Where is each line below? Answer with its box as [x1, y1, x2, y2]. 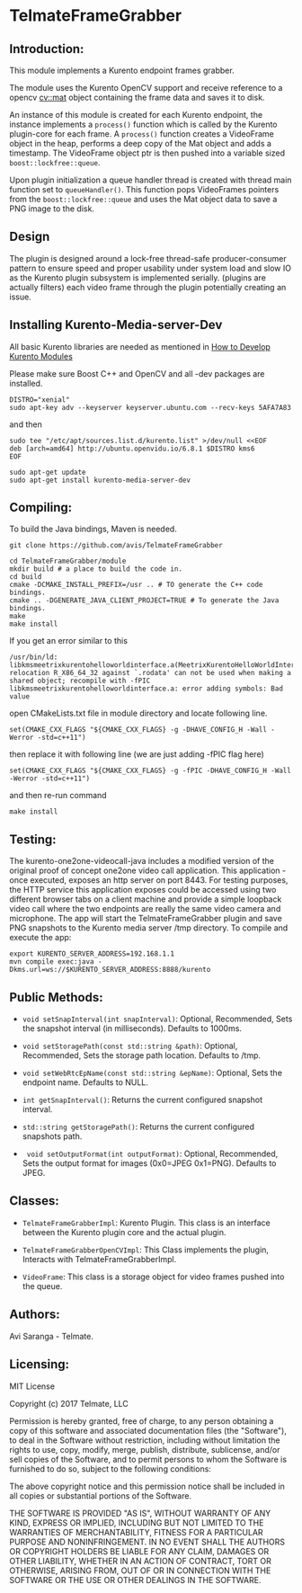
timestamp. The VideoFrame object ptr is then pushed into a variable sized [9, 147, 286, 158]
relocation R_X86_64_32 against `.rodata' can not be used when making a [9, 669, 292, 678]
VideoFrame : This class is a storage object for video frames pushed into [22, 1271, 285, 1282]
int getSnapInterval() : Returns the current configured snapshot [22, 1094, 263, 1106]
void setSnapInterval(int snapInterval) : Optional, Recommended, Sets [22, 1013, 293, 1025]
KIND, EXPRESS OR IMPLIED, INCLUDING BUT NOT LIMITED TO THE [9, 1517, 264, 1528]
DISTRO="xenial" [9, 395, 70, 405]
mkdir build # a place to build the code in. [9, 565, 182, 574]
